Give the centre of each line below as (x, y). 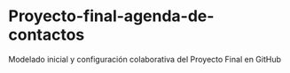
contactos (47, 35)
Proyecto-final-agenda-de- (111, 16)
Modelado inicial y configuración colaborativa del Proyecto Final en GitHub (145, 59)
